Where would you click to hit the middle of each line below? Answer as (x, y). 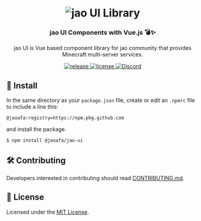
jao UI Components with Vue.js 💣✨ (103, 32)
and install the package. (36, 129)
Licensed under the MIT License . (48, 212)
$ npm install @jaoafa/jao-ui (45, 140)
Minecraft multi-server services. (103, 54)
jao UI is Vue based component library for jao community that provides (103, 48)
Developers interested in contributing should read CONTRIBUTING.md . (95, 178)
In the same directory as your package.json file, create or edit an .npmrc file (101, 100)
